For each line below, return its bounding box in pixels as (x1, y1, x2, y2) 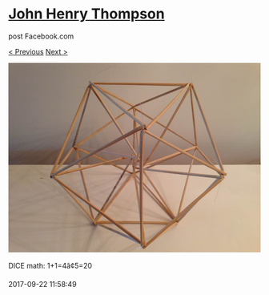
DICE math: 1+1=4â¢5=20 (8, 261, 93, 270)
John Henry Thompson (8, 5, 166, 23)
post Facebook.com (8, 31, 74, 41)
